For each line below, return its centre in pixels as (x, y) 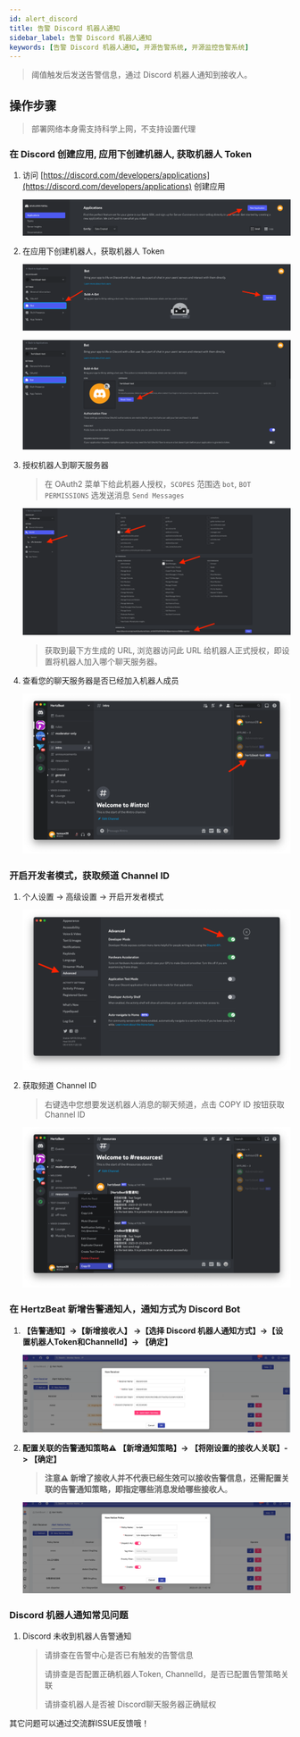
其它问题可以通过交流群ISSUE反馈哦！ (79, 1724)
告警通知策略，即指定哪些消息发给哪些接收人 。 (146, 1489)
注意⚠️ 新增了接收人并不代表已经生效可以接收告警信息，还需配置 (163, 1478)
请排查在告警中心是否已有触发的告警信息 (119, 1655)
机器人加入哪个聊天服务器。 (111, 662)
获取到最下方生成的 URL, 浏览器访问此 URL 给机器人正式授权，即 (163, 650)
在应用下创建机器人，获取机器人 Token (93, 251)
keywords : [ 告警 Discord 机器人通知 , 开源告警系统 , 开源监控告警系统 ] (129, 47)
